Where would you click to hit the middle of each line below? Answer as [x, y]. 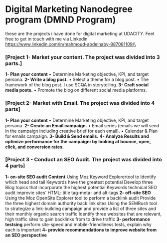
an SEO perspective [26, 235]
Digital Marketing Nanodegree [69, 9]
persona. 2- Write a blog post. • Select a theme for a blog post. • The [77, 80]
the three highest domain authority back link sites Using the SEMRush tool [81, 203]
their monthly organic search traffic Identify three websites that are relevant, [83, 214]
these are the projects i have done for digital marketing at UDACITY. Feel [80, 33]
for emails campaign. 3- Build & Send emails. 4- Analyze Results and [77, 136]
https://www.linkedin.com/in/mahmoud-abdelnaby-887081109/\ [71, 44]
